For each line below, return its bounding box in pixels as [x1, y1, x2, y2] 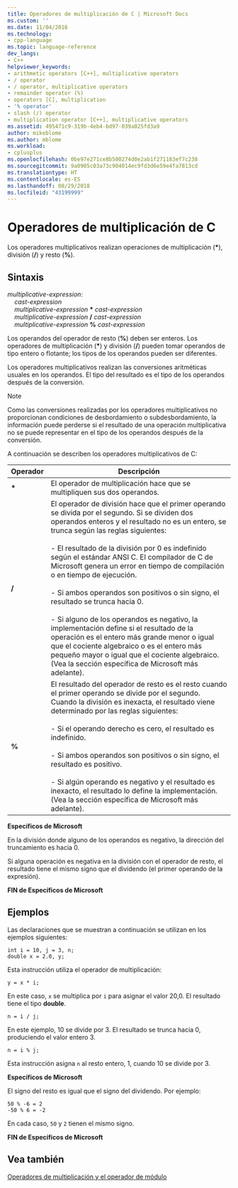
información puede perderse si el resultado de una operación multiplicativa [7, 421, 227, 429]
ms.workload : [7, 143, 46, 150]
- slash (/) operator [7, 109, 72, 117]
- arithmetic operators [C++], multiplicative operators [7, 70, 179, 77]
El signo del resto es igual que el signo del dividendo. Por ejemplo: [7, 1086, 201, 1095]
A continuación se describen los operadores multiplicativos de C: [7, 449, 198, 458]
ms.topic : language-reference [7, 43, 97, 50]
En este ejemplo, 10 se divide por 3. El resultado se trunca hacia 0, [7, 1025, 201, 1034]
